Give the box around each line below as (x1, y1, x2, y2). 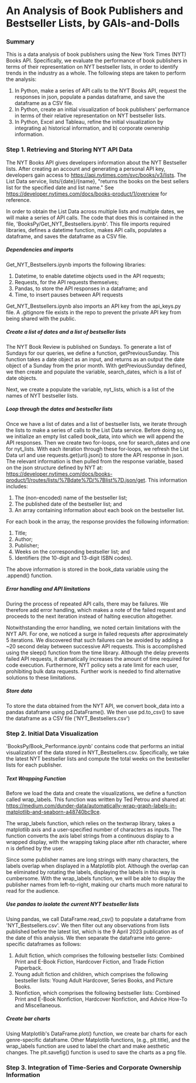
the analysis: (6, 76, 37, 83)
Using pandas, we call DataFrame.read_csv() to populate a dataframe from (6, 915, 186, 923)
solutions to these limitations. (6, 674, 77, 681)
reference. (6, 196, 31, 203)
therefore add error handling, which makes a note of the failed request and (6, 606, 186, 613)
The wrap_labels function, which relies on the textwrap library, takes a (6, 819, 176, 826)
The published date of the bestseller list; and (14, 500, 123, 507)
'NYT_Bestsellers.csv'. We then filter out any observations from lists (6, 921, 170, 929)
